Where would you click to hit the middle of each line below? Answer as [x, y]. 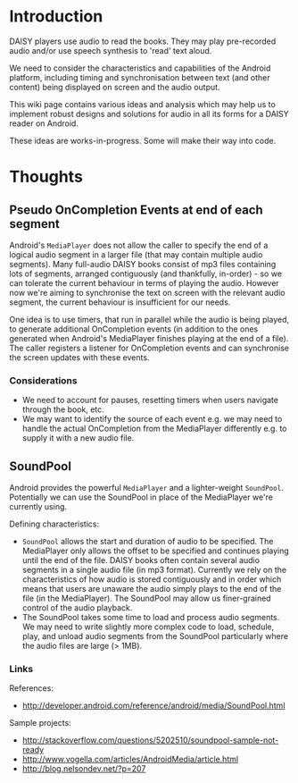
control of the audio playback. [77, 608]
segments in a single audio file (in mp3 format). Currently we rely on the [154, 570]
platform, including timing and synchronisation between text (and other [140, 77]
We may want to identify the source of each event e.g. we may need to [152, 419]
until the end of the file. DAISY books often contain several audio [141, 560]
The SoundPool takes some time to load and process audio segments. [151, 618]
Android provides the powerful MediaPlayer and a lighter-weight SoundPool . [146, 488]
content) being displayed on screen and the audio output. [115, 87]
